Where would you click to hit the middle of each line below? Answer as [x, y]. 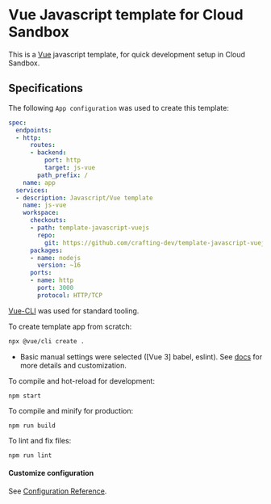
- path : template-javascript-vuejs [90, 228]
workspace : [41, 213]
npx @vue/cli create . [46, 341]
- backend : [48, 153]
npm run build [32, 426]
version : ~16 [59, 265]
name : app [40, 183]
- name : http [52, 280]
